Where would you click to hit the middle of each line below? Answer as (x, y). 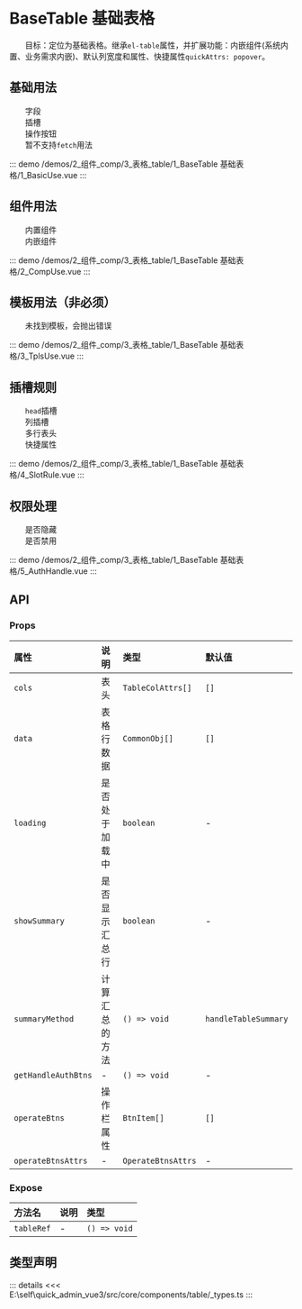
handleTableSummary (247, 1018)
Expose (26, 1187)
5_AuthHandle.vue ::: (58, 571)
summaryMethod (44, 1018)
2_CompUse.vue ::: (55, 271)
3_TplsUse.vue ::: (52, 356)
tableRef (32, 1228)
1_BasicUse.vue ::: (53, 175)
